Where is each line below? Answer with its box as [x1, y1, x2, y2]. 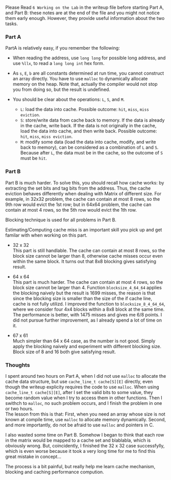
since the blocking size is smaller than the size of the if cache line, [12, 295, 152, 301]
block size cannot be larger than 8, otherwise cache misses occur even [12, 253, 163, 259]
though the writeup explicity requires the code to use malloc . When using [5, 383, 159, 390]
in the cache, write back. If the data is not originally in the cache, [20, 123, 157, 129]
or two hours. [5, 405, 34, 412]
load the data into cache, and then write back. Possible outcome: [20, 128, 157, 134]
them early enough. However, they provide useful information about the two [5, 15, 165, 21]
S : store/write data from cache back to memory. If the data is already [20, 117, 165, 123]
